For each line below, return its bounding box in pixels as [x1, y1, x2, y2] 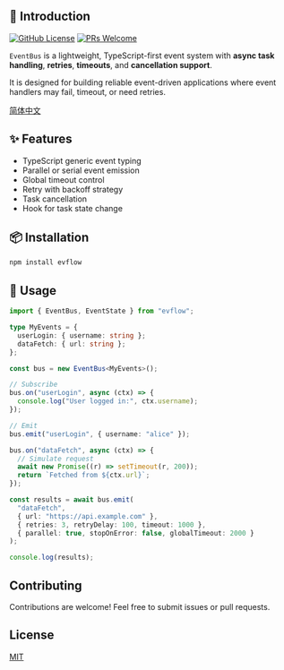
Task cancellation [22, 193, 88, 204]
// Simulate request [17, 454, 94, 463]
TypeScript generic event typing [22, 155, 142, 166]
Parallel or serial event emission [22, 165, 141, 176]
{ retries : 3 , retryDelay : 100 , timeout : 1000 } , [17, 520, 206, 529]
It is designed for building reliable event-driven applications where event [9, 77, 277, 88]
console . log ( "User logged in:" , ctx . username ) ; [17, 397, 199, 406]
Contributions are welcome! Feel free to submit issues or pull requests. [9, 601, 271, 612]
